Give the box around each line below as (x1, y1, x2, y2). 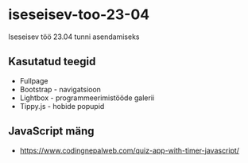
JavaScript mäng (8, 125, 95, 138)
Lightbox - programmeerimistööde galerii (19, 93, 155, 103)
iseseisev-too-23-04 (8, 6, 149, 24)
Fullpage (19, 76, 48, 85)
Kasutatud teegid (8, 55, 96, 68)
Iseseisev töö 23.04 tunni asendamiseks (8, 32, 140, 41)
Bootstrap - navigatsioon (19, 84, 102, 94)
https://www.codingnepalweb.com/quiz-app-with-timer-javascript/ (19, 146, 240, 155)
